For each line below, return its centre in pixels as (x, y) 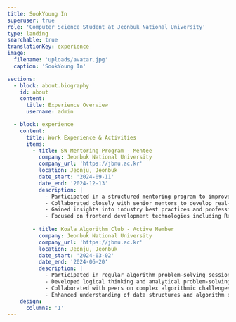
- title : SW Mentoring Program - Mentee (92, 151)
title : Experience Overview (67, 105)
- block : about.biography (52, 85)
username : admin (50, 112)
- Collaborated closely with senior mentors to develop (128, 203)
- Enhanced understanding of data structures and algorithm (135, 295)
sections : (22, 79)
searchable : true (33, 40)
